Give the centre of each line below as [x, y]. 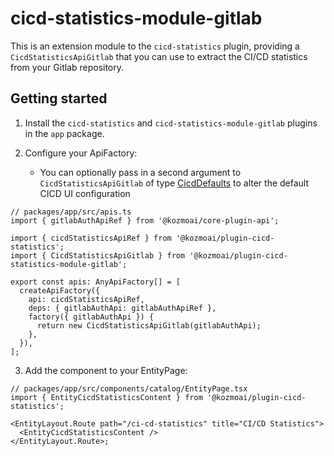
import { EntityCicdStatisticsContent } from [106, 397]
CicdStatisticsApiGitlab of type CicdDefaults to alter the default [174, 183]
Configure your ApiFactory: [81, 153]
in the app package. [64, 133]
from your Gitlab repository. [67, 67]
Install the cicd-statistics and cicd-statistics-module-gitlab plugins [171, 123]
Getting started [59, 98]
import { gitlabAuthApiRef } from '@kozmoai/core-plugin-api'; [145, 220]
